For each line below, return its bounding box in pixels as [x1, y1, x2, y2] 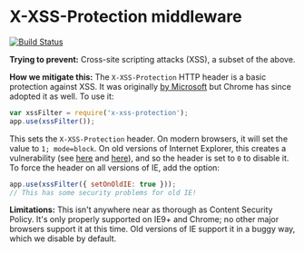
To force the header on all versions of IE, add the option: [9, 161, 221, 173]
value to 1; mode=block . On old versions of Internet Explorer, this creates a [9, 142, 287, 153]
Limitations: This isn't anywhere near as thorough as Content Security [9, 204, 273, 215]
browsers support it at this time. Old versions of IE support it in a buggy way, [9, 224, 296, 235]
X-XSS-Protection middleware [9, 6, 242, 27]
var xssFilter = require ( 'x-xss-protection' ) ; [9, 108, 189, 117]
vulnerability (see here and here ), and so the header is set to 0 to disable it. [9, 152, 289, 163]
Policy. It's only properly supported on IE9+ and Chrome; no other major [9, 214, 279, 225]
